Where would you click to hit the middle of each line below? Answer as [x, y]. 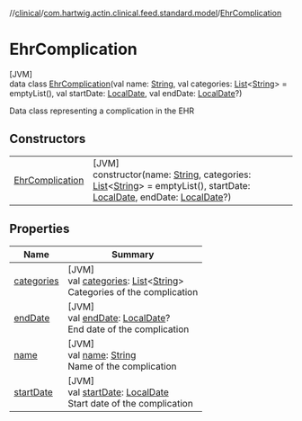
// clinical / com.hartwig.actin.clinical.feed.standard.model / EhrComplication [146, 13]
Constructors [48, 139]
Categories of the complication [133, 291]
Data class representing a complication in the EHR [102, 111]
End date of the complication [128, 329]
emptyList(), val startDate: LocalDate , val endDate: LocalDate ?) [126, 93]
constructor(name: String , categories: [172, 175]
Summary [133, 254]
